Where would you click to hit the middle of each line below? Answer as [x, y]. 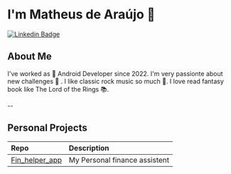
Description [89, 148]
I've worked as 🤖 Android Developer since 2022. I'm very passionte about [115, 73]
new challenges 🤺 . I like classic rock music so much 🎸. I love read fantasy [116, 81]
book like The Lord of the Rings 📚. [58, 89]
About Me [29, 56]
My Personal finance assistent [119, 160]
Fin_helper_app [37, 160]
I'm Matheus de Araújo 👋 [81, 15]
